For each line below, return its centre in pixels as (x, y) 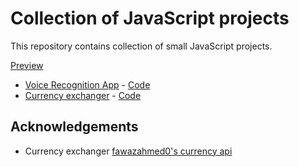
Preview (27, 65)
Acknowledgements (74, 127)
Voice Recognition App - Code (87, 84)
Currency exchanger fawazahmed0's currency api (128, 151)
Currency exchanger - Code (83, 95)
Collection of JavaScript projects (150, 18)
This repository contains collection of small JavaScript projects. (141, 46)
